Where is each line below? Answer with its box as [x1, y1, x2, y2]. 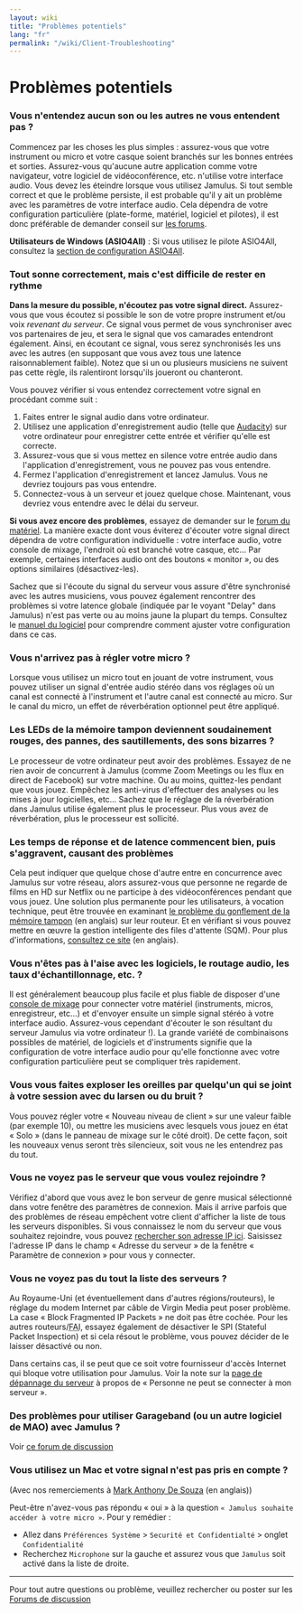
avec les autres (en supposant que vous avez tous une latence [9, 348, 242, 359]
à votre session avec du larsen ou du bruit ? [9, 1090, 204, 1102]
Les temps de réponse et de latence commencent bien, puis [9, 835, 277, 848]
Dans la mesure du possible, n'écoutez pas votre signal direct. [9, 300, 248, 311]
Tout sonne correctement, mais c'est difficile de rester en [9, 267, 266, 280]
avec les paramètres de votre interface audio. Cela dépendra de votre [9, 199, 269, 210]
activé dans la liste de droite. [22, 1558, 129, 1569]
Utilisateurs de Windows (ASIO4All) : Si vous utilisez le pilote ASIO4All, [9, 236, 278, 247]
